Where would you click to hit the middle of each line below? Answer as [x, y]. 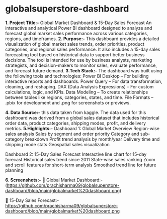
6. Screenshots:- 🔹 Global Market [40, 180]
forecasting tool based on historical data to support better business [75, 54]
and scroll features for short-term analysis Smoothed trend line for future [81, 165]
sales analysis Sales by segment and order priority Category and [72, 134]
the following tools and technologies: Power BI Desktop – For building [77, 76]
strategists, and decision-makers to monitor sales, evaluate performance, [81, 65]
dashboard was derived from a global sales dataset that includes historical [82, 118]
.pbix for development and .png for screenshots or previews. [68, 102]
